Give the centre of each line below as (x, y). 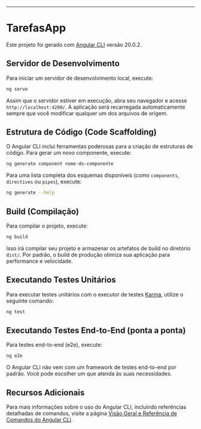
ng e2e (14, 356)
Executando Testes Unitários (61, 280)
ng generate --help (31, 193)
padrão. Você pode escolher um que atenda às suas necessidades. (89, 374)
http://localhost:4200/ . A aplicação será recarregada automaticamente (96, 107)
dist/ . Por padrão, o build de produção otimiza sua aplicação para (88, 254)
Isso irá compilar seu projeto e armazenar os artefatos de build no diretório (98, 248)
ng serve (17, 89)
